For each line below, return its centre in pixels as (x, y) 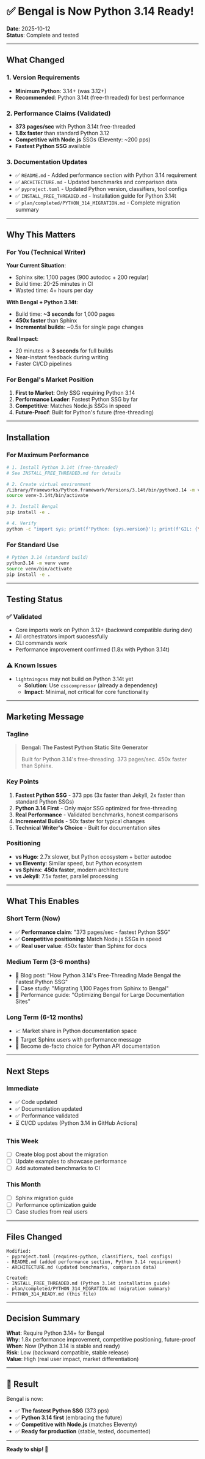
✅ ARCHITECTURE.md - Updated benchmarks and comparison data (96, 182)
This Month (24, 1184)
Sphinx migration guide (44, 1198)
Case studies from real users (51, 1211)
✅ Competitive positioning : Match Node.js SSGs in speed (88, 939)
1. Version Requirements (43, 78)
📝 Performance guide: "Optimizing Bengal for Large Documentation (100, 994)
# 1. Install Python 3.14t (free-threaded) (63, 467)
